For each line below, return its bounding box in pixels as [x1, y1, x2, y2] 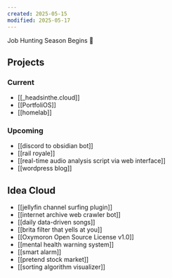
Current [7, 77, 35, 87]
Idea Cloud [7, 184, 56, 197]
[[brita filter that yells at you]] [17, 225, 102, 234]
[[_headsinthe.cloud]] [17, 93, 80, 102]
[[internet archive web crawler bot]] [17, 211, 121, 219]
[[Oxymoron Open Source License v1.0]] [17, 233, 135, 241]
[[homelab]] [17, 108, 52, 117]
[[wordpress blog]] [17, 164, 72, 173]
